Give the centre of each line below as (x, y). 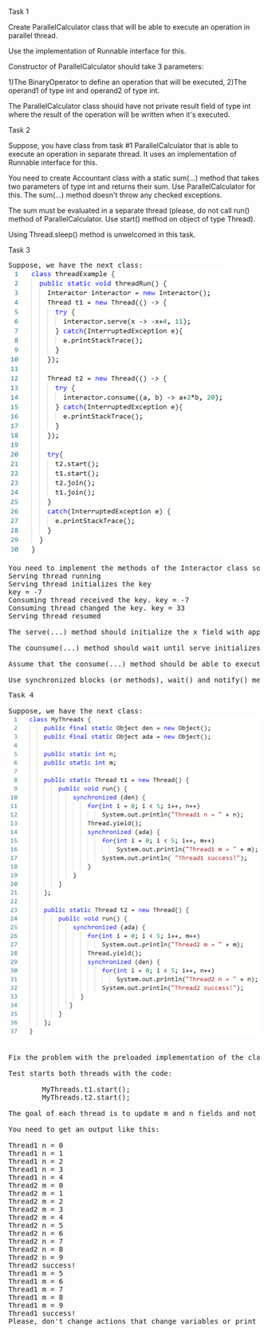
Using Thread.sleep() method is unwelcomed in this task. (102, 234)
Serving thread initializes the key (80, 584)
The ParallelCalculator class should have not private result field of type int (130, 106)
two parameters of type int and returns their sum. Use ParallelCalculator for (132, 186)
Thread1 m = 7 (36, 1289)
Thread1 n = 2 (36, 1161)
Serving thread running (55, 576)
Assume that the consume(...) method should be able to (120, 664)
